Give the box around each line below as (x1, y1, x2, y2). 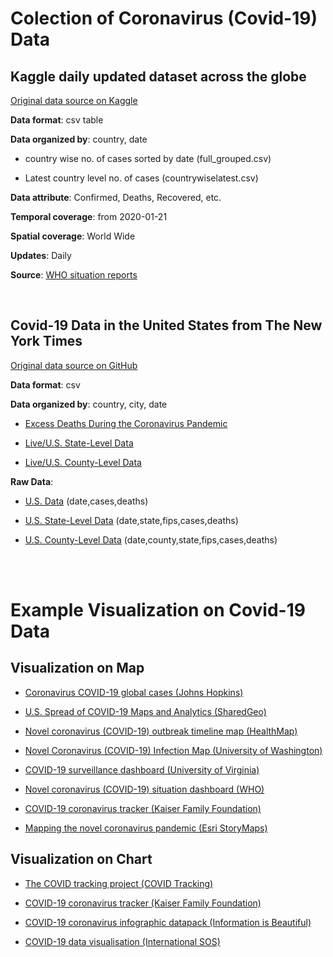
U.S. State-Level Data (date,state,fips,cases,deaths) (24, 514, 239, 526)
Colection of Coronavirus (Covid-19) (10, 7, 318, 30)
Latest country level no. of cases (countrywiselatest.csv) (24, 172, 259, 184)
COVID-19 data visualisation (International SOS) (24, 935, 221, 947)
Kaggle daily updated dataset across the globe (10, 68, 307, 85)
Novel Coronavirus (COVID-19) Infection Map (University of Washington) (24, 744, 323, 756)
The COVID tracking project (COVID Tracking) (24, 877, 214, 889)
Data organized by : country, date (10, 133, 148, 145)
